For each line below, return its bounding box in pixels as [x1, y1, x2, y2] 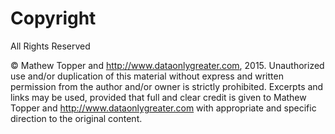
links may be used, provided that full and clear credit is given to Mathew [10, 91, 307, 103]
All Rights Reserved [10, 40, 91, 52]
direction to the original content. [10, 112, 143, 124]
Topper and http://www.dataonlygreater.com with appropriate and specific [10, 102, 317, 114]
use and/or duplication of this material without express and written [10, 70, 284, 82]
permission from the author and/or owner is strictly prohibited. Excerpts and [10, 80, 324, 92]
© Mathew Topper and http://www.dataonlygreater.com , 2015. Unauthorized [10, 59, 325, 71]
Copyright [10, 7, 97, 30]
